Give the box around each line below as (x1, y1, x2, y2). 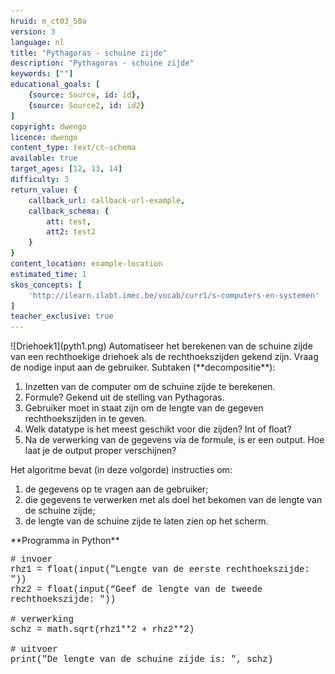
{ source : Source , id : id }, (28, 90, 141, 100)
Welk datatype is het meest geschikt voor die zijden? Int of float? (24, 423, 292, 435)
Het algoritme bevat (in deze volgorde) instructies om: (10, 464, 233, 476)
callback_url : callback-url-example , (28, 195, 186, 205)
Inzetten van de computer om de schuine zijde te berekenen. (24, 381, 276, 393)
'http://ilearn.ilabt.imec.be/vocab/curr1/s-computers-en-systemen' (28, 290, 320, 300)
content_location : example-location (10, 259, 163, 269)
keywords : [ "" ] (10, 69, 74, 79)
